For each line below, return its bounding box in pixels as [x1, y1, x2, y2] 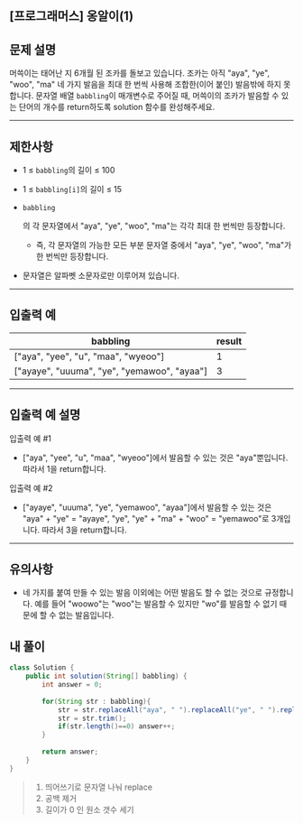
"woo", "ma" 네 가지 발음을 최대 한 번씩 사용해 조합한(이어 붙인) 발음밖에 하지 [9, 79, 282, 90]
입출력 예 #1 [9, 432, 51, 444]
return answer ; [41, 747, 99, 756]
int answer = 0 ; [41, 680, 103, 689]
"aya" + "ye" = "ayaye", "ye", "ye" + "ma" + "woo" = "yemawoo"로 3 [22, 513, 277, 523]
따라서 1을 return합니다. [22, 463, 106, 474]
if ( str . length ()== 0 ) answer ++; [57, 722, 176, 731]
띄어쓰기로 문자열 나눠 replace [44, 781, 153, 792]
